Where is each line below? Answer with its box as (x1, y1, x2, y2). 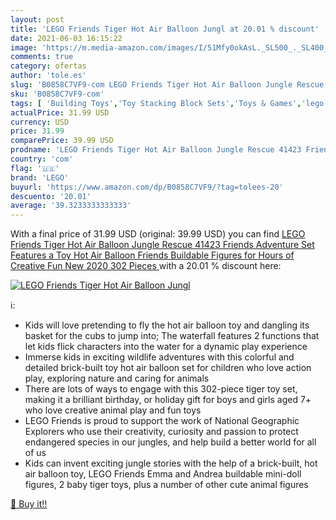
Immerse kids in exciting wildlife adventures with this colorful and (24, 351, 295, 363)
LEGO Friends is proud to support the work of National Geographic (24, 415, 300, 427)
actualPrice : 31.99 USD (10, 107, 110, 118)
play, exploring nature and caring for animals (24, 372, 210, 385)
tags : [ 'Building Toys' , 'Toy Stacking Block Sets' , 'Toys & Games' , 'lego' (10, 98, 329, 108)
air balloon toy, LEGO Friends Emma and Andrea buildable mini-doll (24, 468, 302, 480)
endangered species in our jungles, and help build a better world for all (24, 436, 317, 448)
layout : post (10, 14, 65, 25)
